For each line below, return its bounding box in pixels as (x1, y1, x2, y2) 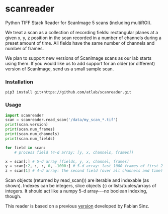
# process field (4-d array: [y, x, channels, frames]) (14, 150, 134, 155)
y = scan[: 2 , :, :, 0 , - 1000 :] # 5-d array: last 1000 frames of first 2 (5, 164, 163, 169)
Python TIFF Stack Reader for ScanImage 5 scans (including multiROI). (5, 20, 152, 26)
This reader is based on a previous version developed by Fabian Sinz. (5, 203, 149, 209)
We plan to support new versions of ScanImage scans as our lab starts (5, 55, 152, 61)
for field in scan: (5, 145, 46, 150)
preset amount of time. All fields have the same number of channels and (5, 40, 155, 46)
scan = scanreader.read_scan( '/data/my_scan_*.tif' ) (5, 118, 118, 123)
